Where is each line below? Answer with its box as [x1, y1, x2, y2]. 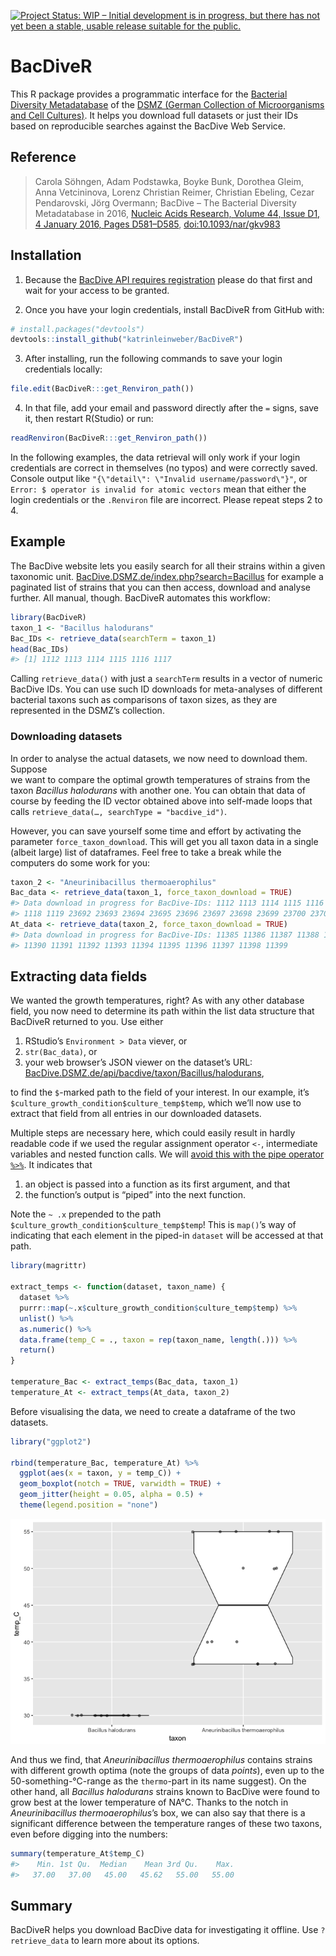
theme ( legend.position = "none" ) [19, 1500, 159, 1510]
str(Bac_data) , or [24, 1046, 98, 1058]
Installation [10, 247, 82, 264]
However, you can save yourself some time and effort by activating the [10, 825, 302, 837]
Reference [10, 149, 77, 166]
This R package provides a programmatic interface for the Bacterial [10, 88, 288, 100]
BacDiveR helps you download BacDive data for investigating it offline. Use [10, 1924, 319, 1936]
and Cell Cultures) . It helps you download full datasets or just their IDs [10, 109, 299, 121]
